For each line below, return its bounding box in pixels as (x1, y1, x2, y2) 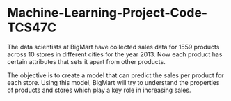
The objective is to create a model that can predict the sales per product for (7, 71, 224, 79)
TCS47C (7, 20, 57, 36)
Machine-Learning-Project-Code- (7, 5, 207, 21)
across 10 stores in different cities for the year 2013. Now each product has (7, 50, 223, 59)
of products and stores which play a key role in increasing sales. (7, 86, 191, 94)
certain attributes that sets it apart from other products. (7, 57, 166, 65)
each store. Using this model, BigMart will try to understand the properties (7, 78, 220, 86)
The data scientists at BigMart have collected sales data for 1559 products (7, 42, 220, 51)
